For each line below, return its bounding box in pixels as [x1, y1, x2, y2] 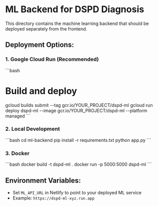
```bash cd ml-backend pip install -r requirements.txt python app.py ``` [5, 137, 151, 143]
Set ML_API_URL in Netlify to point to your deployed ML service [12, 189, 142, 195]
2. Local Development [5, 126, 60, 133]
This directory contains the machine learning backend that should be [5, 20, 149, 26]
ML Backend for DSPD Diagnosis [5, 4, 144, 15]
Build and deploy [5, 85, 77, 97]
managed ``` [5, 113, 31, 119]
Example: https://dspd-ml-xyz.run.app [12, 195, 95, 201]
